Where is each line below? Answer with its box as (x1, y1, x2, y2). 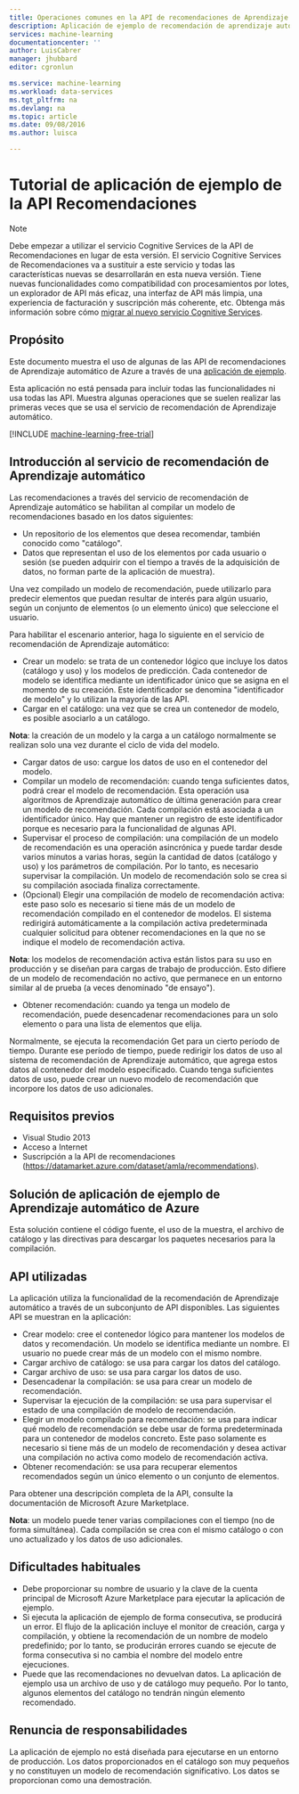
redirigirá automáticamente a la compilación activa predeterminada (21, 917, 269, 928)
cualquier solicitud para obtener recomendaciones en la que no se (21, 927, 266, 938)
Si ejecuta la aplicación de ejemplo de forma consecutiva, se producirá (21, 1611, 283, 1622)
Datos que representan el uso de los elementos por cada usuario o (21, 547, 267, 558)
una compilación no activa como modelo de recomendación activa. (21, 1452, 269, 1462)
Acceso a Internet (21, 1142, 88, 1152)
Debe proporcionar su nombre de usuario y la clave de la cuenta (21, 1583, 258, 1593)
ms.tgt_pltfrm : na (9, 95, 77, 104)
